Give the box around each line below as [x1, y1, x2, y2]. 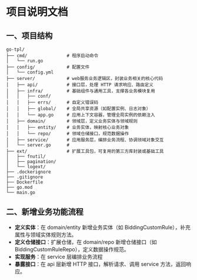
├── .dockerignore [6, 169, 51, 175]
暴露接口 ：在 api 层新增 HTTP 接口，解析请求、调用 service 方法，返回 [14, 260, 186, 268]
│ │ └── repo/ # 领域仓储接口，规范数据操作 [6, 131, 129, 136]
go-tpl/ [6, 46, 25, 52]
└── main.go [6, 189, 35, 195]
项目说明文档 [6, 5, 69, 19]
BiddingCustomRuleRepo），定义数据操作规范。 [14, 245, 129, 253]
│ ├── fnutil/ [6, 154, 46, 159]
